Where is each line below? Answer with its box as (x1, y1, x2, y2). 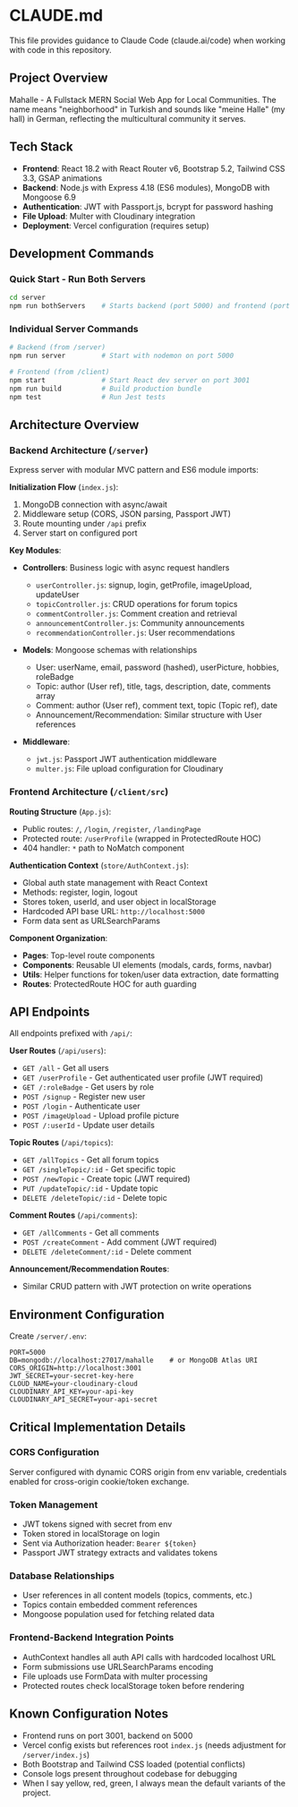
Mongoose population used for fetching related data (21, 1609, 215, 1620)
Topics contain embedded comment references (21, 1599, 199, 1610)
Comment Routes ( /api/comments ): (9, 1210, 138, 1220)
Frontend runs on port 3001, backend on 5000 (21, 1730, 193, 1741)
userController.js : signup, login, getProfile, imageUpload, (35, 579, 252, 591)
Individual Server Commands (9, 322, 139, 335)
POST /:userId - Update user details (21, 1120, 155, 1131)
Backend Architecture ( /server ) (9, 444, 149, 457)
